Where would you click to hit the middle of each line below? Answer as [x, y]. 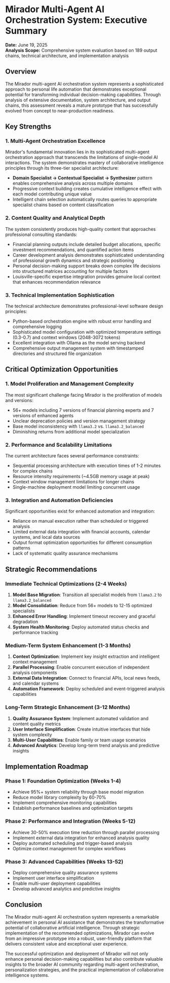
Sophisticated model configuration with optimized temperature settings [87, 332]
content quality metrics [37, 724]
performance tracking [35, 632]
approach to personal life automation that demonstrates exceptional [76, 89]
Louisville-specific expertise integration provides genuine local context [87, 277]
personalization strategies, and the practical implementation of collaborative [84, 970]
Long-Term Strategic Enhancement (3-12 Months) [68, 707]
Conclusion [24, 905]
